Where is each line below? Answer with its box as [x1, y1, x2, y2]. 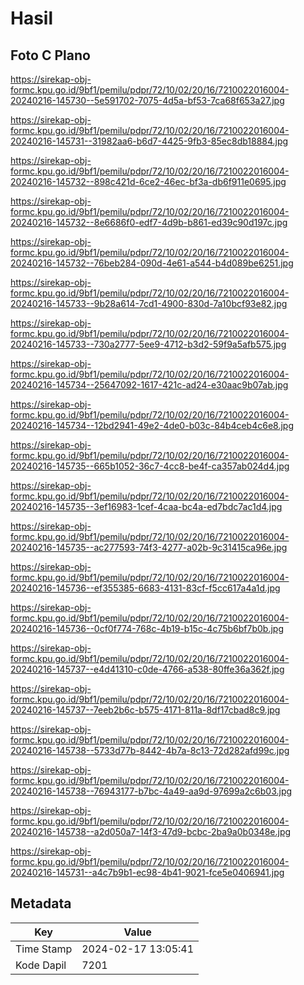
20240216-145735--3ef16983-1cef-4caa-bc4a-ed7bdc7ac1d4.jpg [10, 501, 283, 512]
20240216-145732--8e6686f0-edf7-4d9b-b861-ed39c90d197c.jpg [10, 217, 288, 228]
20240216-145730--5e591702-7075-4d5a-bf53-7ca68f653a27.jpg [10, 95, 285, 106]
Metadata [10, 895, 72, 912]
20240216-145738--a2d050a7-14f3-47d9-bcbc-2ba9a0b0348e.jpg [10, 826, 292, 837]
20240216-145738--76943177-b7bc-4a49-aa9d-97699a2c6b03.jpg [10, 785, 293, 797]
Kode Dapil [15, 958, 67, 972]
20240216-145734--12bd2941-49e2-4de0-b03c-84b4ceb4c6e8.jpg [10, 420, 294, 431]
